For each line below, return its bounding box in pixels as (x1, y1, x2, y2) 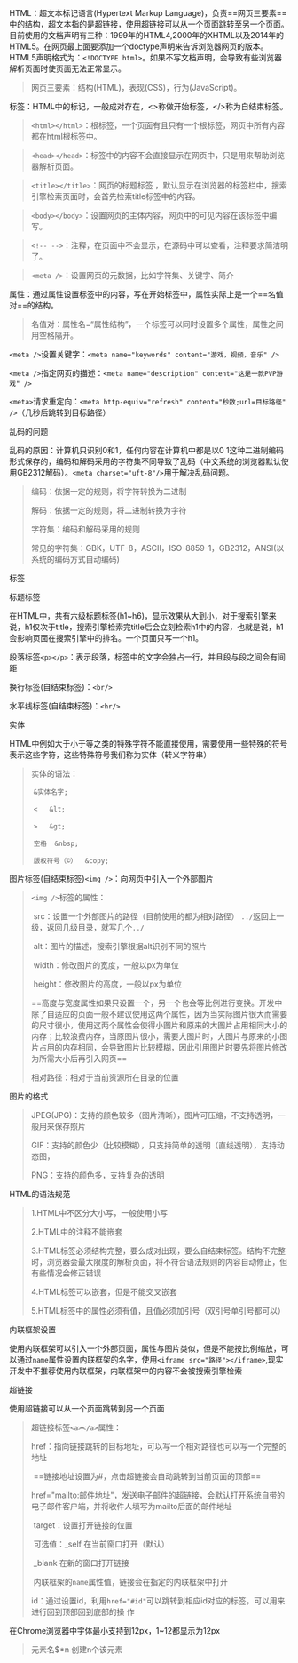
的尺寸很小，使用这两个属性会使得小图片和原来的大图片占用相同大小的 (30, 1020, 288, 1030)
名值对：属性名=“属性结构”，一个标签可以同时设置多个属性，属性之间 (30, 319, 284, 329)
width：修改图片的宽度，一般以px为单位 (33, 960, 180, 971)
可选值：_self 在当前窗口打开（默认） (33, 1539, 170, 1549)
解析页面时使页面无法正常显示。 (9, 63, 126, 74)
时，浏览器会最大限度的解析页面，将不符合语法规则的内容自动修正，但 (30, 1257, 288, 1267)
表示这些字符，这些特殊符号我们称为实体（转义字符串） (9, 749, 211, 760)
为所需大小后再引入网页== (30, 1053, 128, 1064)
